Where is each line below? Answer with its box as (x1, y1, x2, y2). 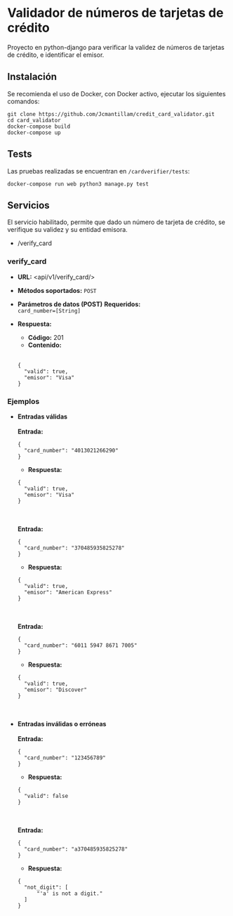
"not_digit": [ (24, 884, 69, 891)
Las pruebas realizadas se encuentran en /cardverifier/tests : (7, 166, 190, 175)
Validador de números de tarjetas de (7, 5, 224, 21)
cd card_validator (7, 117, 61, 124)
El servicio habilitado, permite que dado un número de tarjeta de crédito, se (7, 218, 226, 226)
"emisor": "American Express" (24, 589, 112, 596)
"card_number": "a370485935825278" (24, 845, 128, 853)
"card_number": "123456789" (24, 754, 107, 761)
